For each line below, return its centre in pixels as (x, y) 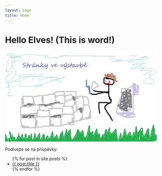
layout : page (18, 10)
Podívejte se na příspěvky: (32, 149)
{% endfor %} (26, 169)
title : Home (17, 15)
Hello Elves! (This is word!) (60, 40)
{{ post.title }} (26, 164)
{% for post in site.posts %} (40, 159)
